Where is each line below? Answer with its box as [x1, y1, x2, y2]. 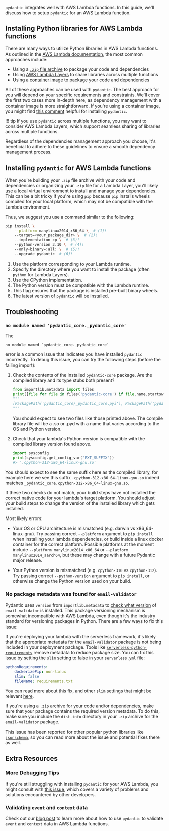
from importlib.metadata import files [12, 387, 94, 392]
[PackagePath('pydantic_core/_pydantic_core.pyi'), [12, 401, 123, 406]
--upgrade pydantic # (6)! [14, 251, 73, 256]
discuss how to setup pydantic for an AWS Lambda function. [5, 10, 131, 16]
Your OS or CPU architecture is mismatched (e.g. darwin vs [12, 525, 136, 532]
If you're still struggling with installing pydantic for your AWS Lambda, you [5, 781, 158, 787]
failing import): [5, 362, 36, 368]
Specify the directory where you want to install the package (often [12, 266, 150, 272]
